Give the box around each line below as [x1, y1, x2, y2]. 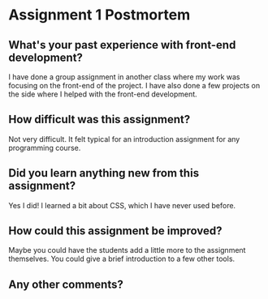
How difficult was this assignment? [8, 113, 191, 126]
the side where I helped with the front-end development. [8, 89, 197, 99]
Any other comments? [8, 277, 123, 291]
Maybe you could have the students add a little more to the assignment [8, 246, 246, 255]
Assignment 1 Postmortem [8, 6, 191, 24]
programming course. [8, 143, 81, 152]
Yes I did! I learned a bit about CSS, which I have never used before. [8, 200, 236, 210]
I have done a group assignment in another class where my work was [8, 72, 241, 82]
